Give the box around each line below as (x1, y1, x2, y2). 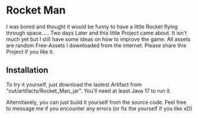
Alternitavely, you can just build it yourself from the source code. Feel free (6, 99, 187, 106)
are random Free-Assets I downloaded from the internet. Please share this (6, 42, 187, 49)
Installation (6, 65, 48, 76)
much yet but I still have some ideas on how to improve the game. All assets (6, 35, 191, 42)
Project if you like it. (6, 48, 54, 55)
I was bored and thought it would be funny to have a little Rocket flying (6, 23, 178, 30)
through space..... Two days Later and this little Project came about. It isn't (6, 29, 187, 36)
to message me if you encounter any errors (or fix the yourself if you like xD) (6, 104, 193, 112)
